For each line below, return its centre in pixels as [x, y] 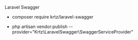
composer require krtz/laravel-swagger [53, 17]
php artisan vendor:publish [40, 26]
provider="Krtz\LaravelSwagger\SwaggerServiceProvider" [73, 32]
